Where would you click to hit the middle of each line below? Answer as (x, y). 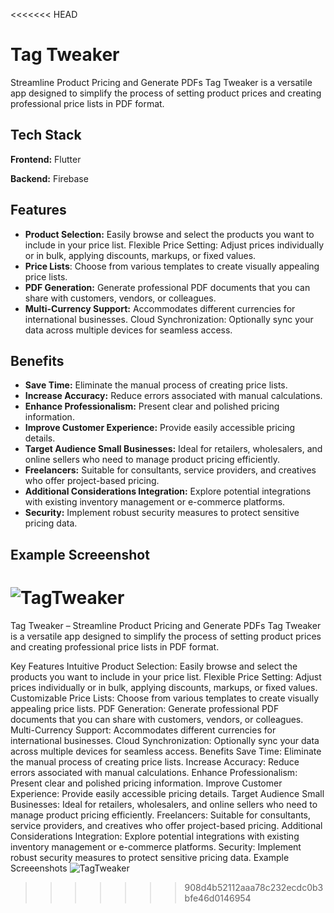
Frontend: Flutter (46, 159)
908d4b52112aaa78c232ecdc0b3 (254, 887)
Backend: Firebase (49, 178)
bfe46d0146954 (218, 898)
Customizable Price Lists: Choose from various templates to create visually (165, 698)
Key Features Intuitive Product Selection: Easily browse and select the (154, 666)
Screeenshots (39, 868)
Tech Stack (46, 135)
